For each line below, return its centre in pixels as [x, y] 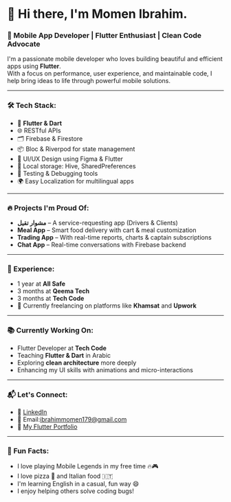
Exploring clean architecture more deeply [77, 363]
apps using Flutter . [34, 66]
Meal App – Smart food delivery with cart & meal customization [107, 230]
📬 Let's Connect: [37, 394]
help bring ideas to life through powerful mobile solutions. [89, 81]
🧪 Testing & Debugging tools [57, 173]
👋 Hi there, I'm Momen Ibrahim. [97, 14]
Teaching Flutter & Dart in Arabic [64, 355]
